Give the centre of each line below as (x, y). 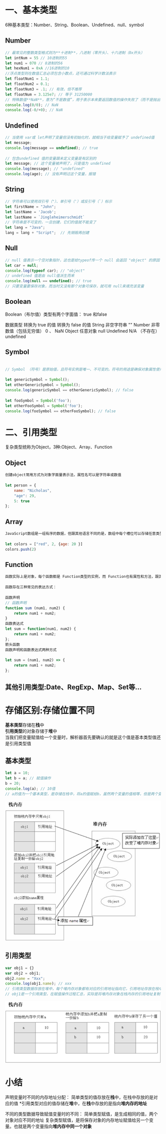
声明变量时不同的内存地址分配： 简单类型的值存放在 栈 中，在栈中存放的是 (79, 1097)
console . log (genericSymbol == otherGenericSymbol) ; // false (69, 390)
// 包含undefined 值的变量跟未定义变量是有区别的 (51, 158)
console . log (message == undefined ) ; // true (52, 148)
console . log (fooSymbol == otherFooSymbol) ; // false (61, 411)
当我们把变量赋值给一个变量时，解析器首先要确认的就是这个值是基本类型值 (81, 737)
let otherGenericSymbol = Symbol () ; (43, 385)
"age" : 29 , (25, 496)
